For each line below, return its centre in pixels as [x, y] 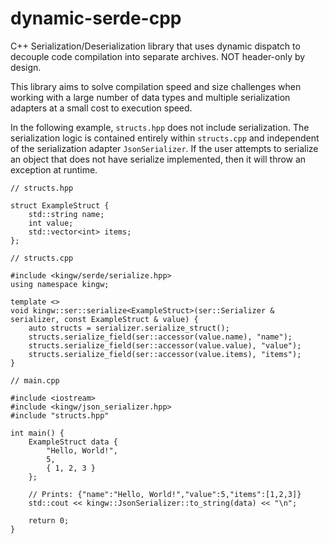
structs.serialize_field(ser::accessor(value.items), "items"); [165, 354]
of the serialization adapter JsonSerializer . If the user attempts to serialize [164, 148]
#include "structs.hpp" [60, 415]
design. [26, 67]
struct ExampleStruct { [60, 205]
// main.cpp [35, 380]
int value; [51, 223]
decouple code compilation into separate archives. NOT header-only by [158, 56]
